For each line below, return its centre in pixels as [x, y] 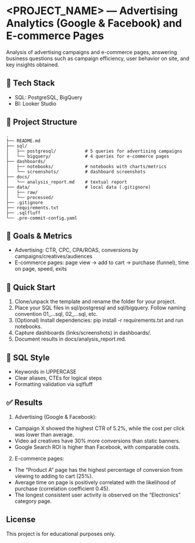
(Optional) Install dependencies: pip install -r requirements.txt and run [99, 320]
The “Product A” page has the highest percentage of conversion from [99, 469]
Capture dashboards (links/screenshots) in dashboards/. [83, 333]
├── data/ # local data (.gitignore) [78, 187]
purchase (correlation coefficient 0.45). [62, 488]
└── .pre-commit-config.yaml [42, 218]
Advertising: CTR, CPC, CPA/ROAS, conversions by [76, 250]
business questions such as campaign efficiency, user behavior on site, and [98, 58]
